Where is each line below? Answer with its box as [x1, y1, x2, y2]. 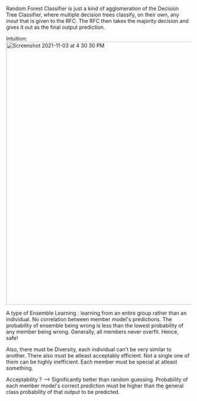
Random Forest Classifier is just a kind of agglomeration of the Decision [6, 5, 179, 12]
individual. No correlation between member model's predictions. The [6, 316, 172, 322]
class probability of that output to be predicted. [6, 389, 120, 395]
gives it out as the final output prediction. [6, 23, 106, 31]
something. [6, 365, 33, 372]
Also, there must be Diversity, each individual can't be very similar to [6, 346, 172, 353]
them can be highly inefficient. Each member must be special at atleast [6, 358, 178, 365]
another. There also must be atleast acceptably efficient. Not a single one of [6, 352, 189, 359]
